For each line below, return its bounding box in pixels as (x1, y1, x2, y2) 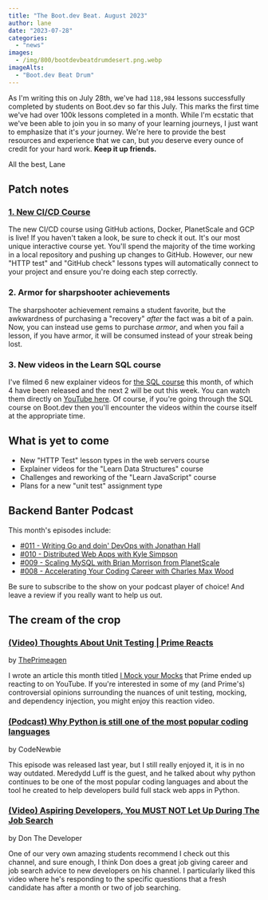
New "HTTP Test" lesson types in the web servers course (19, 455, 210, 465)
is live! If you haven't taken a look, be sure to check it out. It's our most (8, 233, 241, 243)
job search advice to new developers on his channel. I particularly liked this (8, 866, 255, 875)
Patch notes (8, 183, 69, 196)
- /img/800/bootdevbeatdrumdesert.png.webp (15, 57, 162, 65)
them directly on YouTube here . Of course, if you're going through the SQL (8, 394, 254, 403)
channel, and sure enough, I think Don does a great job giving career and (8, 857, 249, 866)
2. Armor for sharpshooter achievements (8, 287, 171, 298)
